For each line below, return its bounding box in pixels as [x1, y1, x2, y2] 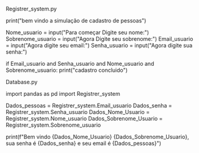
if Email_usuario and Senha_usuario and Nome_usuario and [5, 60, 154, 67]
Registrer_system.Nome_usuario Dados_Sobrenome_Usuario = [5, 115, 163, 122]
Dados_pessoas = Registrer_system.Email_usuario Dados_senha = [5, 102, 172, 109]
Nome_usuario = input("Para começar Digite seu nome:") [5, 29, 150, 36]
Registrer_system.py [5, 5, 57, 12]
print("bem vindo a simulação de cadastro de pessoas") [5, 17, 147, 24]
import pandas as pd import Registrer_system [5, 90, 120, 97]
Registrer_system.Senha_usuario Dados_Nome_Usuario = [5, 109, 150, 115]
